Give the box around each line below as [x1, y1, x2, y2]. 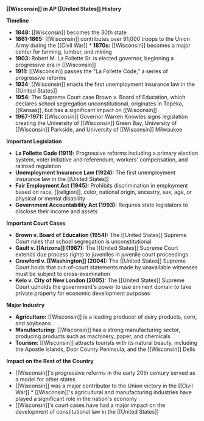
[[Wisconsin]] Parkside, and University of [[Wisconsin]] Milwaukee [15, 126, 183, 133]
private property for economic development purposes [15, 289, 150, 297]
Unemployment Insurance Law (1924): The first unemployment [15, 169, 175, 176]
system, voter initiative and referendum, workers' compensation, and [15, 156, 188, 163]
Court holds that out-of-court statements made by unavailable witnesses [15, 264, 198, 271]
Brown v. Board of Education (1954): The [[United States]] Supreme [15, 232, 187, 238]
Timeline [6, 17, 29, 24]
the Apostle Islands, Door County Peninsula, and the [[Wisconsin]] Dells [15, 345, 195, 353]
